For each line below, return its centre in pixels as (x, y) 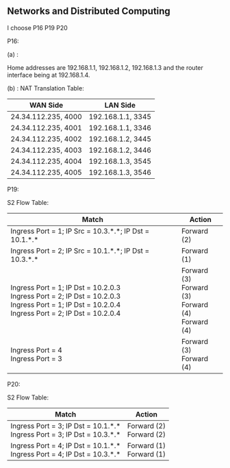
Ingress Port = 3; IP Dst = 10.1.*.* (66, 426)
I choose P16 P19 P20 (38, 27)
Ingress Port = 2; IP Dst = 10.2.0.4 (66, 313)
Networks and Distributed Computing (89, 11)
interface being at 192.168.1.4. (49, 75)
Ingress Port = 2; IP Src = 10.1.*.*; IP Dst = (80, 251)
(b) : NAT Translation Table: (46, 88)
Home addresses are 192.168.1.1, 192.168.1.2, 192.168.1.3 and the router (105, 67)
